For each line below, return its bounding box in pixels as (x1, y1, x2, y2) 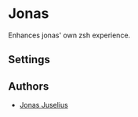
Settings (8, 53, 51, 66)
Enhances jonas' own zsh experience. (8, 30, 131, 40)
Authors (8, 80, 49, 93)
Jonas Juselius (19, 101, 68, 110)
